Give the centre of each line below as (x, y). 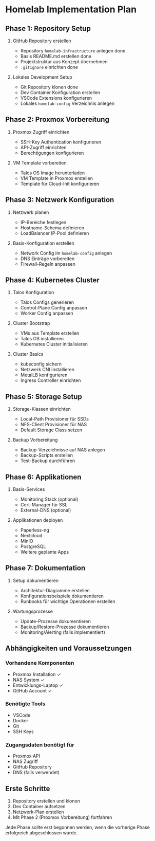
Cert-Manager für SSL (44, 505)
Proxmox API (26, 756)
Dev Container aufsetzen (39, 806)
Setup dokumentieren (36, 580)
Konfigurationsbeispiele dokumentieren (62, 596)
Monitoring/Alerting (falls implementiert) (63, 632)
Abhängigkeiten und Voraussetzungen (69, 648)
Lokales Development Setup (43, 77)
